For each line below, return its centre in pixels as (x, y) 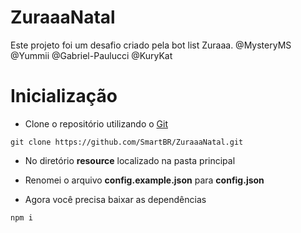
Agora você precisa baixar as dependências (115, 199)
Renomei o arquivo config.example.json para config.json (144, 180)
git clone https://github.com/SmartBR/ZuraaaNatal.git (127, 142)
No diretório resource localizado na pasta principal (130, 160)
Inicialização (64, 96)
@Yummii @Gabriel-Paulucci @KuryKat (91, 55)
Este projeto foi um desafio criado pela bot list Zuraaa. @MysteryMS (151, 45)
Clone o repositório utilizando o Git (96, 123)
